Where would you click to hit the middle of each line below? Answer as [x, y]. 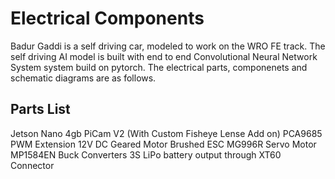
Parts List [40, 109]
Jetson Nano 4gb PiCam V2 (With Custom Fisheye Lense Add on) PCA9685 [166, 133]
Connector [32, 165]
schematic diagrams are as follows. [83, 78]
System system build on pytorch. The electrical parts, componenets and [159, 67]
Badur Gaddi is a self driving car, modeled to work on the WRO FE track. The [168, 46]
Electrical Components [107, 18]
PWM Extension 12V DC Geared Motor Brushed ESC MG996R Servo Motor [163, 144]
